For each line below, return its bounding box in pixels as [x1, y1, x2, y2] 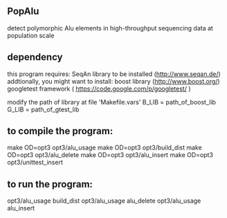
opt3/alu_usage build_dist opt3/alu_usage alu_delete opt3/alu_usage [7, 197, 201, 205]
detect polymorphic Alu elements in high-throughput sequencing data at [7, 24, 213, 32]
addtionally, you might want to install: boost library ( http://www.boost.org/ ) [7, 77, 220, 85]
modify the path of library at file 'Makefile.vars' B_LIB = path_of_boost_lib [7, 98, 217, 106]
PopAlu [7, 6, 39, 17]
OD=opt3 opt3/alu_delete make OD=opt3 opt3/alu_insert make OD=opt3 [7, 151, 213, 159]
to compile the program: [7, 125, 113, 137]
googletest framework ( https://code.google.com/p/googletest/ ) [7, 84, 191, 93]
